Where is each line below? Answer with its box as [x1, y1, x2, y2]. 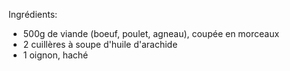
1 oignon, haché [22, 49, 89, 61]
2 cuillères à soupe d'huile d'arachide [22, 39, 178, 50]
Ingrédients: [8, 9, 58, 20]
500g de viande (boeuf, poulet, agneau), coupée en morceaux [22, 28, 280, 39]
